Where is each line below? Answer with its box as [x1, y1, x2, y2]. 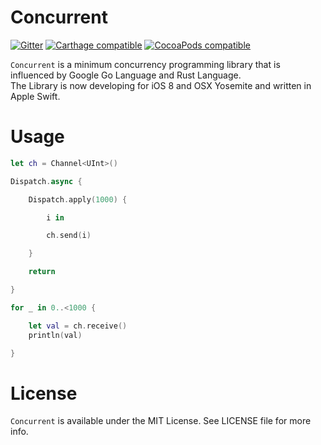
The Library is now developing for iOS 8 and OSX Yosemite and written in [10, 79, 312, 91]
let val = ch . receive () [28, 321, 128, 331]
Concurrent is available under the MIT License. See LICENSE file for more [10, 415, 312, 427]
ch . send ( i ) [46, 231, 92, 241]
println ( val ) [28, 330, 83, 340]
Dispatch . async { [10, 176, 83, 186]
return [28, 267, 56, 277]
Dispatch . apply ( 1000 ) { [28, 194, 128, 205]
